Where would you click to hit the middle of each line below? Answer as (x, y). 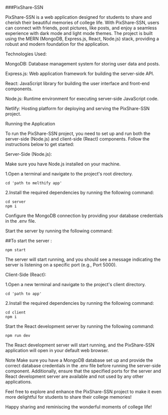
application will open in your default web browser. (57, 350)
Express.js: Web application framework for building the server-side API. (80, 74)
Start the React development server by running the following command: (80, 326)
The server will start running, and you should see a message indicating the (83, 259)
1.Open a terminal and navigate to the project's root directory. (69, 174)
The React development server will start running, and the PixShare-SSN (80, 345)
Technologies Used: (26, 54)
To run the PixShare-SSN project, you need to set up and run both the (78, 133)
